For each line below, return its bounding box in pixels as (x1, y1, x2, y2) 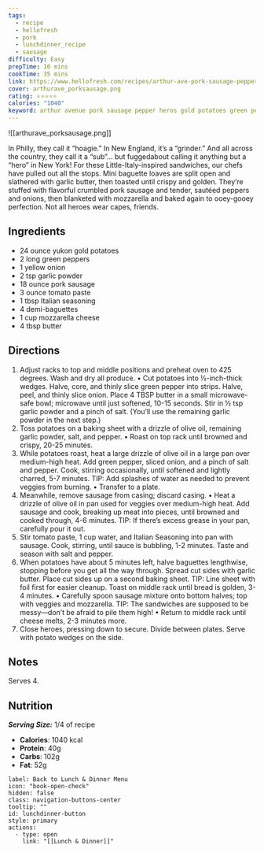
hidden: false (8, 789, 55, 798)
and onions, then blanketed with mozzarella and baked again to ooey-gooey (8, 194, 254, 203)
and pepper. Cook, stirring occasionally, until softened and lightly (19, 465, 230, 475)
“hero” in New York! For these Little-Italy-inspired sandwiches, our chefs (8, 161, 244, 169)
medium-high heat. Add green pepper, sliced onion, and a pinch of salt (19, 457, 249, 466)
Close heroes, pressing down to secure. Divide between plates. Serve (19, 624, 246, 634)
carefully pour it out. (19, 524, 86, 533)
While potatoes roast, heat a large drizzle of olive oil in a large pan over (19, 448, 250, 457)
